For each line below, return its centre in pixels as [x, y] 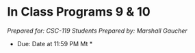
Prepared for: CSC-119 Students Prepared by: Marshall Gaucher [97, 31]
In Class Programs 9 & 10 [79, 12]
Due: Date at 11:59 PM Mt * [55, 43]
